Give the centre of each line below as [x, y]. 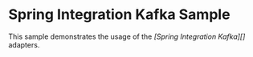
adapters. [24, 44]
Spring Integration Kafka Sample [119, 15]
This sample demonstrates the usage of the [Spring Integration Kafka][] [127, 36]
